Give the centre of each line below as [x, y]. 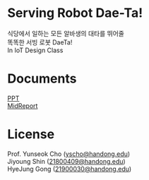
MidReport [23, 106]
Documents [42, 79]
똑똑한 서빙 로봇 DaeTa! [40, 42]
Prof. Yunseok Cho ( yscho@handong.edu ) [69, 154]
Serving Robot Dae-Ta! [75, 13]
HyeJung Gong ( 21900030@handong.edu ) [70, 169]
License [31, 134]
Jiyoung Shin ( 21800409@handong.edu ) [66, 161]
